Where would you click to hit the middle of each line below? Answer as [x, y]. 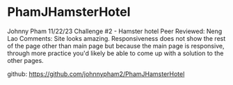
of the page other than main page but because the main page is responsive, [116, 46]
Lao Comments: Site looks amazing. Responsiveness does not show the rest [116, 38]
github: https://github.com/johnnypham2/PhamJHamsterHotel [96, 74]
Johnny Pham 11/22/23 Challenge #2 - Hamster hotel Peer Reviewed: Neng [115, 31]
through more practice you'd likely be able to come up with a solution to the [115, 53]
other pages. [25, 60]
